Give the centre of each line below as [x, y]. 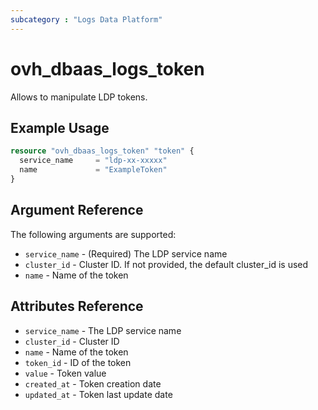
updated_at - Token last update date [98, 394]
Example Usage [60, 127]
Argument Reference [77, 210]
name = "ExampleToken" [93, 170]
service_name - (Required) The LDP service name [126, 253]
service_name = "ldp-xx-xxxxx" [93, 161]
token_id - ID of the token [78, 362]
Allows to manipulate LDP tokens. [79, 97]
